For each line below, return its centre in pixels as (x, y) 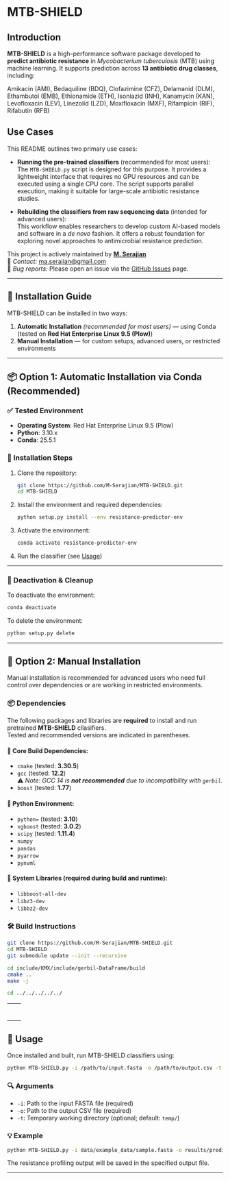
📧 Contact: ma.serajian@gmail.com (57, 261)
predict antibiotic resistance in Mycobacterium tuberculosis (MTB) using (111, 61)
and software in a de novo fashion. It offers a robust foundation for (111, 233)
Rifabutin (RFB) (28, 111)
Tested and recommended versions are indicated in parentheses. (99, 735)
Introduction (34, 37)
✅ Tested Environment (45, 410)
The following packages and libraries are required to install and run (102, 721)
